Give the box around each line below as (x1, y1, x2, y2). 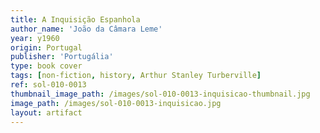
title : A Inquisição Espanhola (10, 14, 141, 25)
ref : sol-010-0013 (10, 80, 87, 90)
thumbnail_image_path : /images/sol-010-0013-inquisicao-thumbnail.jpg (10, 89, 311, 99)
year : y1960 (10, 33, 60, 43)
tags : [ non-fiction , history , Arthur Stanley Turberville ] (10, 71, 262, 81)
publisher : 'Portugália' (10, 52, 114, 62)
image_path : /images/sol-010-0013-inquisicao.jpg (10, 98, 222, 108)
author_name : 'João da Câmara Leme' (10, 24, 163, 34)
